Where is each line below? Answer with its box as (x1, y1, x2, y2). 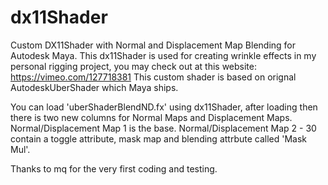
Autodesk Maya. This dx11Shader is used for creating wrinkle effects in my (10, 49, 317, 61)
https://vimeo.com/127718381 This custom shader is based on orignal (10, 71, 297, 83)
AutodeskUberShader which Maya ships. (10, 81, 179, 93)
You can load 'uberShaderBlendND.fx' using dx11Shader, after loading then (10, 101, 318, 113)
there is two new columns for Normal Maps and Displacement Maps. (10, 111, 293, 123)
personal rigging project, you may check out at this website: (10, 60, 258, 72)
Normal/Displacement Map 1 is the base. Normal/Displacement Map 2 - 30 (10, 122, 317, 134)
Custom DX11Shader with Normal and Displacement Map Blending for (10, 39, 297, 51)
